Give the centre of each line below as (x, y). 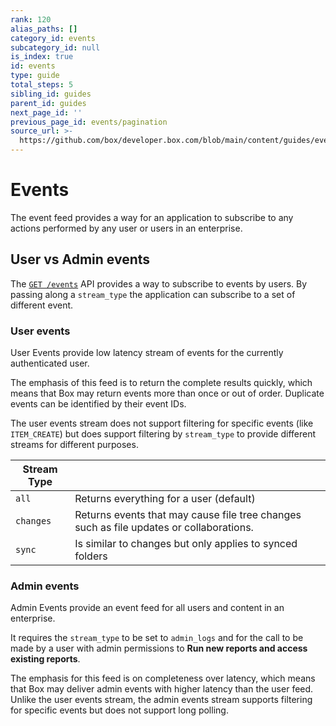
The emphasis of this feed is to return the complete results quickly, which (161, 383)
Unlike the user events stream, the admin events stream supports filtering (161, 700)
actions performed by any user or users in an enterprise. (126, 228)
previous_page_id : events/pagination (89, 122)
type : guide (35, 76)
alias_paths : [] (44, 29)
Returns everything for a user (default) (165, 499)
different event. (42, 305)
